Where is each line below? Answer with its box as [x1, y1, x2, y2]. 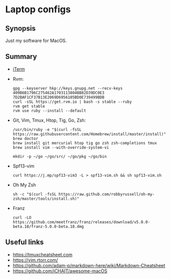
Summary [5, 52, 37, 61]
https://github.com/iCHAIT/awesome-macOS [12, 268, 108, 274]
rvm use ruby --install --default [12, 108, 86, 113]
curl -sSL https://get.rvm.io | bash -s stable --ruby [12, 99, 132, 104]
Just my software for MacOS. [5, 37, 67, 44]
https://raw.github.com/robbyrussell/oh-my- [58, 191, 155, 197]
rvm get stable [12, 103, 45, 109]
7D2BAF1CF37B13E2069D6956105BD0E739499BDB [12, 95, 105, 100]
